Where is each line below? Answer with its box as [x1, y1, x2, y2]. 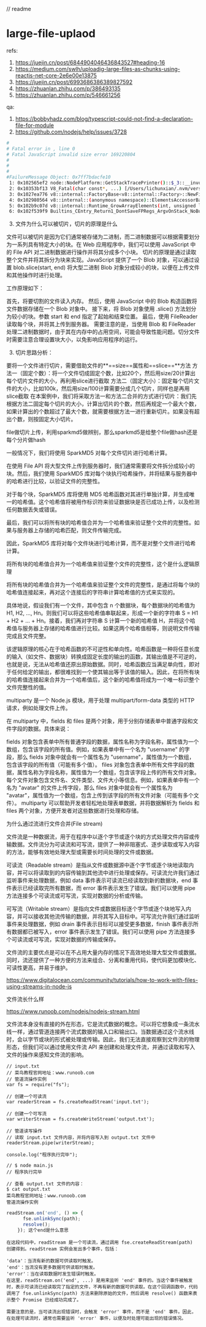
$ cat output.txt [6, 1186, 51, 1193]
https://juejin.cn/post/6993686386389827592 [15, 78, 133, 85]
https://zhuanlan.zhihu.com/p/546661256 [15, 91, 121, 99]
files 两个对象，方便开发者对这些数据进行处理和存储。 [6, 807, 142, 815]
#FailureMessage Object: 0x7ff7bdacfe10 [6, 174, 112, 180]
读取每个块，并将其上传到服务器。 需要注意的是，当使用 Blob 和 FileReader [6, 321, 196, 328]
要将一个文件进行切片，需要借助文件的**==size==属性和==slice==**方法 [6, 362, 191, 370]
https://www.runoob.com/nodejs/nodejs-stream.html [6, 1008, 140, 1015]
